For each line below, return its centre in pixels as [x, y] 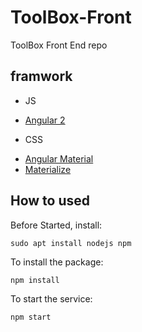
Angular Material [59, 158]
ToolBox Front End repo [59, 45]
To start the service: [51, 298]
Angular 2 [45, 120]
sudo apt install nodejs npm [71, 243]
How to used [50, 201]
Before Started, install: [56, 225]
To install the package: [57, 262]
